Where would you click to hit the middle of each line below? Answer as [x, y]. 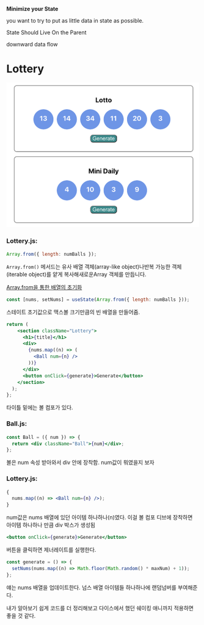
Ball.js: [17, 424]
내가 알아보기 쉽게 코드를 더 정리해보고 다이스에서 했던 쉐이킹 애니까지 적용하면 [100, 608]
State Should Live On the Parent [46, 32]
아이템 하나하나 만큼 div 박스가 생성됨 [51, 525]
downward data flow [32, 44]
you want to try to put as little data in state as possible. [75, 20]
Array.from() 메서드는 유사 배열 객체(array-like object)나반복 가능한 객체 [94, 266]
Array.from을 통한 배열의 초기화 [44, 287]
